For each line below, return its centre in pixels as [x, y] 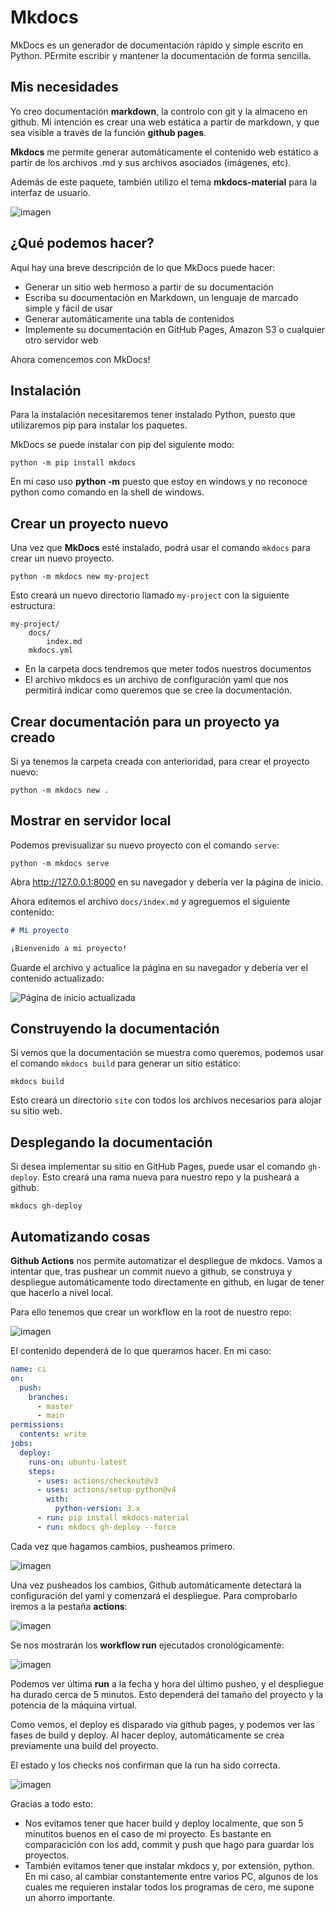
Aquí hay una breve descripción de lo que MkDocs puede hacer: [143, 267]
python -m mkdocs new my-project [80, 577]
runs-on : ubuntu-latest [78, 1462]
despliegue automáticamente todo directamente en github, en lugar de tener [167, 1282]
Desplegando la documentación [111, 1142]
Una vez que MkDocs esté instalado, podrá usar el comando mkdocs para [160, 548]
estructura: [33, 606]
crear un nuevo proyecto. [62, 558]
